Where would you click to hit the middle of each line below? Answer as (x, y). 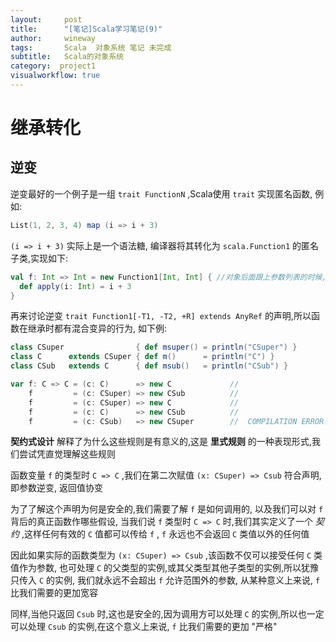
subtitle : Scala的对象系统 (67, 57)
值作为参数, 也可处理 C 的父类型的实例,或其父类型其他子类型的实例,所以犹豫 (165, 568)
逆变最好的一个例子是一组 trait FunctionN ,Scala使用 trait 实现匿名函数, (161, 193)
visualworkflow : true (55, 76)
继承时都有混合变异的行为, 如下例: (97, 328)
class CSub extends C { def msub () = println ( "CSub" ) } (149, 366)
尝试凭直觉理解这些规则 (67, 454)
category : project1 (53, 66)
